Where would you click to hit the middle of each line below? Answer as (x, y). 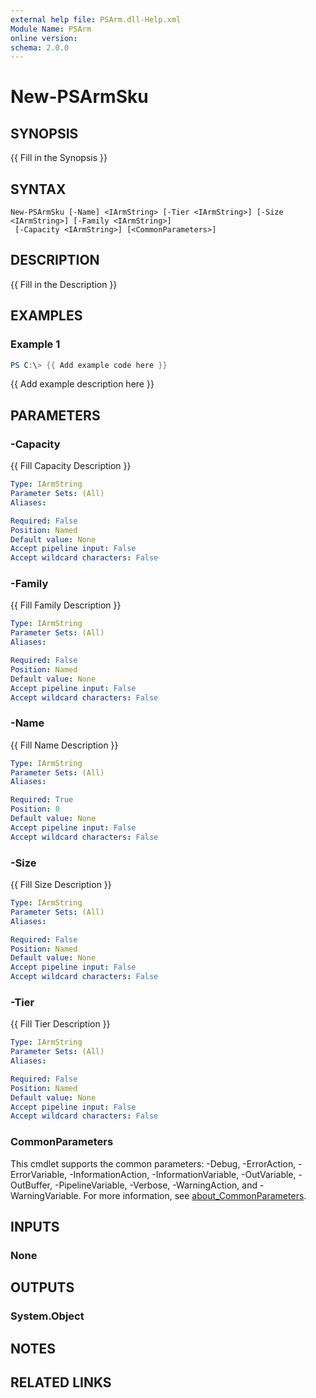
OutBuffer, (31, 1185)
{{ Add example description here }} (82, 384)
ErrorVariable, (39, 1174)
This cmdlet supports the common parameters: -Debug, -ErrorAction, (153, 1163)
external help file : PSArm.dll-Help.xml (96, 19)
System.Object (47, 1316)
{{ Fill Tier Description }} (60, 1024)
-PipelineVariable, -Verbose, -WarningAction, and (156, 1185)
